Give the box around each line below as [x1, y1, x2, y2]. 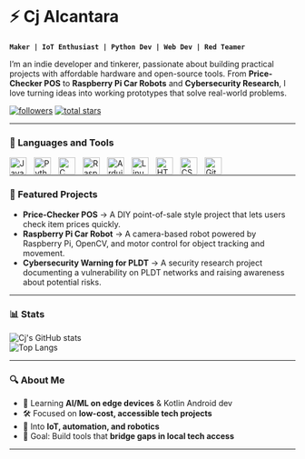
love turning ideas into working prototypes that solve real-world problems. [9, 87, 288, 98]
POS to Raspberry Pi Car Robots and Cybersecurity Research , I [44, 77, 286, 88]
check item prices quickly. [22, 218, 121, 229]
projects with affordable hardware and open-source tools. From [9, 68, 247, 79]
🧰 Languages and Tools [9, 136, 114, 149]
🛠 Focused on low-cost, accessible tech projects [22, 408, 212, 419]
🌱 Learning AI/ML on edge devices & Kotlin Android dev [22, 398, 233, 409]
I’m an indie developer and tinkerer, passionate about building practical [9, 58, 274, 69]
